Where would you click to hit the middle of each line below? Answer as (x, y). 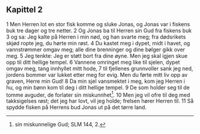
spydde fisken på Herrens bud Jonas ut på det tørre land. (76, 107)
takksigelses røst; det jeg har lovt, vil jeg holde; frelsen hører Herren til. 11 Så (100, 101)
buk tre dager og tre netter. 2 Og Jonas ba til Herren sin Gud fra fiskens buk (99, 30)
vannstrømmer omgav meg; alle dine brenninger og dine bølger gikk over (96, 49)
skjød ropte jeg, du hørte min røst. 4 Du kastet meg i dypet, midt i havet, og (98, 43)
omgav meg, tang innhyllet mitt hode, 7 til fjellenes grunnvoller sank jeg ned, (100, 68)
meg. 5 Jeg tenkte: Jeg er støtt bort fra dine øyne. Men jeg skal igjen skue (97, 55)
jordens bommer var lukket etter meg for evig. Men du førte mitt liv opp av (97, 74)
